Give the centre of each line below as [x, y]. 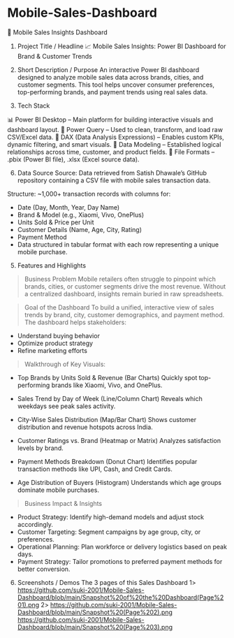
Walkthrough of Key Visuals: [65, 364]
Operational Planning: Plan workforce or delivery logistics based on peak [122, 546]
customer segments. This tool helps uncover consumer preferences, [116, 85]
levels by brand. [41, 448]
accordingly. [35, 524]
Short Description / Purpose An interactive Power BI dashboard [108, 70]
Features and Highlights [51, 265]
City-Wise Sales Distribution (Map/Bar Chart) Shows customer [107, 419]
